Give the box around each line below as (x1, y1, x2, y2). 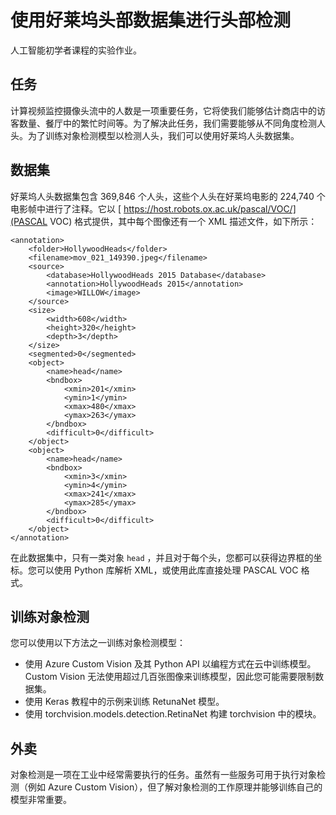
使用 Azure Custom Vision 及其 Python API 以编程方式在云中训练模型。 (24, 658, 317, 670)
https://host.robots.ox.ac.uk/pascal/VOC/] (123, 202, 297, 215)
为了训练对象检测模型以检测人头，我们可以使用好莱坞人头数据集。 (27, 129, 300, 141)
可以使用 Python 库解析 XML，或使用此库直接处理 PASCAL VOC (36, 564, 299, 576)
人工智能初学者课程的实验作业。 (10, 44, 142, 56)
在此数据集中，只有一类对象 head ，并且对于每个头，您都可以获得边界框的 (10, 551, 314, 563)
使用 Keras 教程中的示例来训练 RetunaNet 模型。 (24, 696, 225, 708)
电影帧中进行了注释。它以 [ (10, 202, 122, 215)
